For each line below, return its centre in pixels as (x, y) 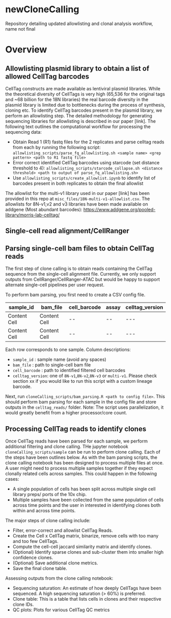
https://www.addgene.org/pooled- (119, 209)
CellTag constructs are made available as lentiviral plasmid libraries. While (83, 88)
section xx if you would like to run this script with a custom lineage (82, 381)
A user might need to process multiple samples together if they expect (79, 468)
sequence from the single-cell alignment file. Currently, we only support (81, 274)
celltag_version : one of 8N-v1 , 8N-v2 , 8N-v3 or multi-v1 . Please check (84, 376)
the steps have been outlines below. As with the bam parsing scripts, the (81, 457)
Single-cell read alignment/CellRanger (67, 231)
